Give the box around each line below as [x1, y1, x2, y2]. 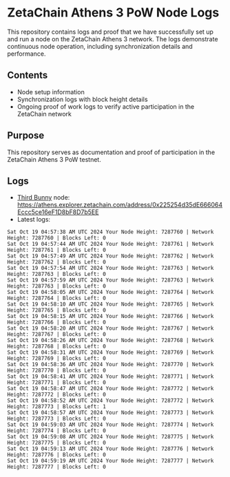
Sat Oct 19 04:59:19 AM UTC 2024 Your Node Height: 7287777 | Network [7, 458, 214, 465]
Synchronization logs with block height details [17, 95, 148, 103]
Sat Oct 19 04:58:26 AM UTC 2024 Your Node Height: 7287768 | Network [7, 337, 214, 344]
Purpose [7, 129, 45, 142]
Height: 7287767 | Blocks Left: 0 [7, 331, 107, 338]
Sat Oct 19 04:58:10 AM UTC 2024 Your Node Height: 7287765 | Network [7, 301, 214, 308]
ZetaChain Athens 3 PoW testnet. [7, 155, 101, 163]
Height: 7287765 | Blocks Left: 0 [7, 307, 107, 314]
